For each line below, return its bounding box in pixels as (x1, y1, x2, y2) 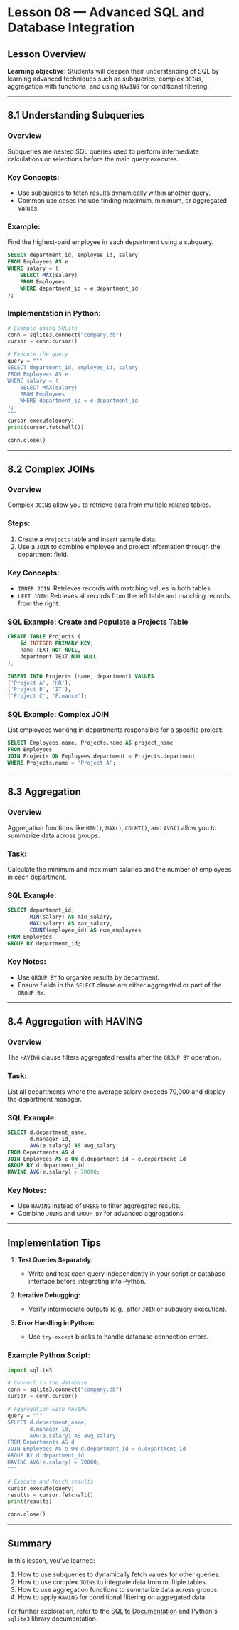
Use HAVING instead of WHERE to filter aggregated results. (17, 1202, 181, 1210)
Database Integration (7, 19, 135, 36)
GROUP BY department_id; (7, 940, 81, 947)
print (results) (7, 1498, 53, 1505)
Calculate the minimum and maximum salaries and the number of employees (7, 865, 232, 873)
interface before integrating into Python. (28, 1277, 147, 1286)
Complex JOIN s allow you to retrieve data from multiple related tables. (7, 500, 211, 509)
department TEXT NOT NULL (20, 653, 97, 660)
